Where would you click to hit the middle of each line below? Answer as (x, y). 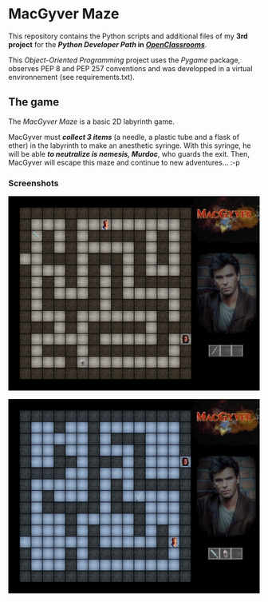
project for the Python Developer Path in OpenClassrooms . (108, 44)
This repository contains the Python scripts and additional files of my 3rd (128, 36)
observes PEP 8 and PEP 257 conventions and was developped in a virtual (130, 68)
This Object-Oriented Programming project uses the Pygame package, (124, 60)
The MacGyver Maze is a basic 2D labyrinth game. (92, 122)
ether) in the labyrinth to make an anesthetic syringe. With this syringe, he (130, 146)
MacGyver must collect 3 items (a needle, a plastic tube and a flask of (124, 137)
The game (34, 102)
